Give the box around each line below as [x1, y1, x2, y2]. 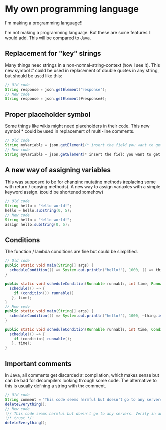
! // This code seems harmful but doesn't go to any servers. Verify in [5, 411, 156, 416]
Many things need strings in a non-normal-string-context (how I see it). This [5, 62, 160, 68]
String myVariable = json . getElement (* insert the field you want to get [5, 152, 161, 157]
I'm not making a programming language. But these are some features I [5, 29, 150, 35]
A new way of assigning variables [5, 165, 111, 174]
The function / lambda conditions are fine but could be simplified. [5, 249, 138, 255]
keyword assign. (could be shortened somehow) [5, 189, 104, 195]
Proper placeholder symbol [5, 110, 91, 119]
